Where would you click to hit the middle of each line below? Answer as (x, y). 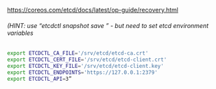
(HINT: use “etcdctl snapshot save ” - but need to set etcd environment (108, 25)
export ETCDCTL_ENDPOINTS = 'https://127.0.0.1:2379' (82, 72)
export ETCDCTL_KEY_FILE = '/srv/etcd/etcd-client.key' (86, 66)
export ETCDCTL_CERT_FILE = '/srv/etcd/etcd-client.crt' (87, 60)
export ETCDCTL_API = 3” (39, 79)
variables (21, 33)
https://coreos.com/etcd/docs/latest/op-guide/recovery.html (93, 10)
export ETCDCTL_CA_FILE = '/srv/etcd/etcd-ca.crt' (78, 53)
